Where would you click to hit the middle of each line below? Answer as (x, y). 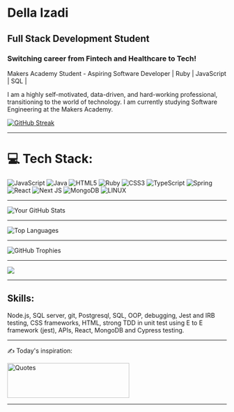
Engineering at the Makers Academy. (60, 109)
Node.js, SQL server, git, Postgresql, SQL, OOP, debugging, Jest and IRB (111, 315)
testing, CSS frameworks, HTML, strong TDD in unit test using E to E (105, 323)
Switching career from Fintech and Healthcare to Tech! (102, 59)
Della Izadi (38, 13)
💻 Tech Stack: (50, 159)
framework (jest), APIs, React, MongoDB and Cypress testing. (96, 330)
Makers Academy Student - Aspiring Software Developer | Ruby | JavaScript (117, 73)
